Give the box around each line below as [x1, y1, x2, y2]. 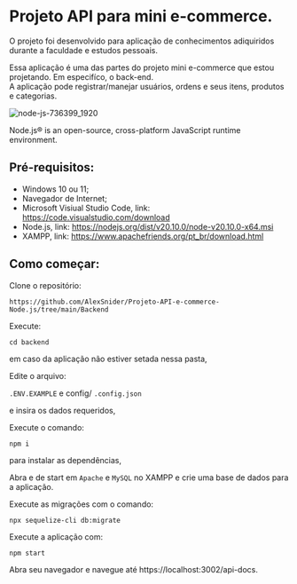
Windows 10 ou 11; [21, 184, 90, 194]
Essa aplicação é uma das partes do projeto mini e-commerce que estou [9, 62, 275, 73]
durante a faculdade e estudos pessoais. [9, 44, 158, 55]
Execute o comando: [9, 422, 84, 432]
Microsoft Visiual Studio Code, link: [21, 202, 151, 213]
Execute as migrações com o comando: [9, 499, 153, 509]
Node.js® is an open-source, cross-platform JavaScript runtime [9, 124, 241, 135]
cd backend [9, 337, 50, 347]
